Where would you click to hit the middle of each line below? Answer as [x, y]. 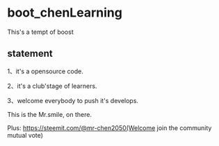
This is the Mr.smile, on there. [50, 114]
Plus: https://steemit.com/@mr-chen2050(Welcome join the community [109, 128]
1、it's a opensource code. [45, 71]
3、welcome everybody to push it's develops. [73, 100]
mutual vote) [25, 135]
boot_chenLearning [65, 13]
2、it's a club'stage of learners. [52, 86]
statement [30, 54]
